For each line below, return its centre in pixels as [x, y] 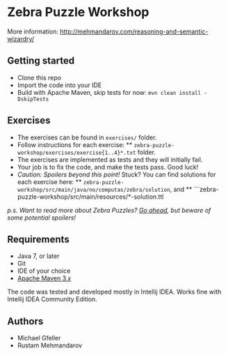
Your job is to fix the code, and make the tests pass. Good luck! [108, 167]
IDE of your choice [44, 271]
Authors [25, 321]
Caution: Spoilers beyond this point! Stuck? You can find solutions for [116, 174]
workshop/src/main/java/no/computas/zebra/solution [93, 190]
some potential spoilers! [42, 218]
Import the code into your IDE [59, 85]
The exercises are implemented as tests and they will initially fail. [110, 159]
